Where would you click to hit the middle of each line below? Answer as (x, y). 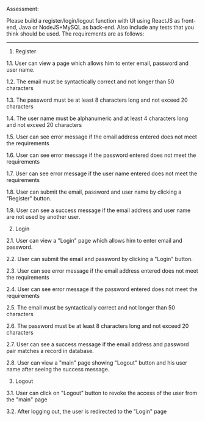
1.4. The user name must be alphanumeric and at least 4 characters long (97, 118)
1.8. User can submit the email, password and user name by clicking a (94, 192)
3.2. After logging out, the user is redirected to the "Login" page (87, 411)
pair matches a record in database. (50, 351)
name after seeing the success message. (58, 369)
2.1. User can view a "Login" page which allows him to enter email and (95, 241)
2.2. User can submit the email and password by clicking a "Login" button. (100, 259)
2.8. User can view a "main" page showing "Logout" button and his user (97, 363)
